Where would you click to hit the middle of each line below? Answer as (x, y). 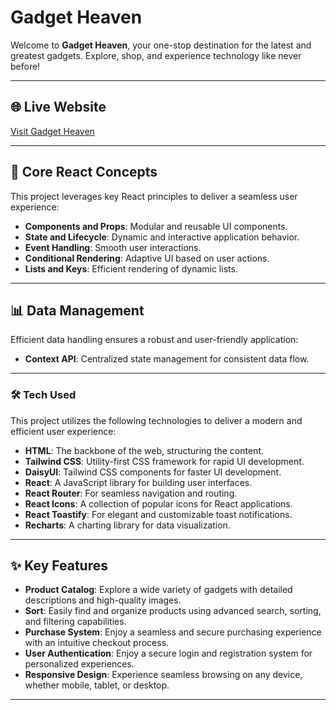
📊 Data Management (77, 310)
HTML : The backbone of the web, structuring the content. (144, 450)
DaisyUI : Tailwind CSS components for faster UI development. (153, 472)
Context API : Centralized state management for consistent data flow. (167, 359)
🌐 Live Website (58, 107)
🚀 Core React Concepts (84, 172)
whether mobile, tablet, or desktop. (97, 685)
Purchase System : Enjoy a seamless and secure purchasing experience (173, 632)
